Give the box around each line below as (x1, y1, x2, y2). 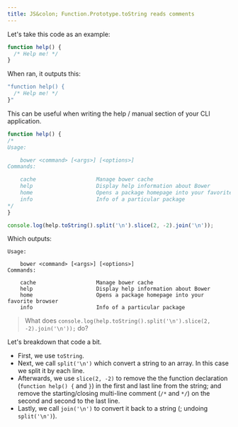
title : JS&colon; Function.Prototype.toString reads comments (7, 10, 195, 18)
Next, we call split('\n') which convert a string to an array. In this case (17, 359, 229, 367)
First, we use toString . (17, 352, 85, 360)
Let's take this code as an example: (7, 30, 110, 38)
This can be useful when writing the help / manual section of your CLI (7, 109, 210, 118)
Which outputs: (7, 235, 52, 243)
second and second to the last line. (17, 396, 120, 405)
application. (7, 116, 42, 125)
